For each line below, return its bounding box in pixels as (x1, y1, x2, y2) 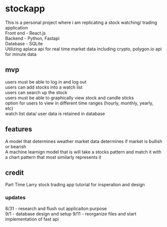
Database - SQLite (5, 40, 43, 46)
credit (5, 168, 24, 177)
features (5, 125, 32, 133)
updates (5, 194, 26, 201)
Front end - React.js (5, 30, 46, 36)
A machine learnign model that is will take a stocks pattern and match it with (5, 149, 162, 155)
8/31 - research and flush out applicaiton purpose (5, 205, 107, 212)
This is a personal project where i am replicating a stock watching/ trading (5, 19, 158, 25)
